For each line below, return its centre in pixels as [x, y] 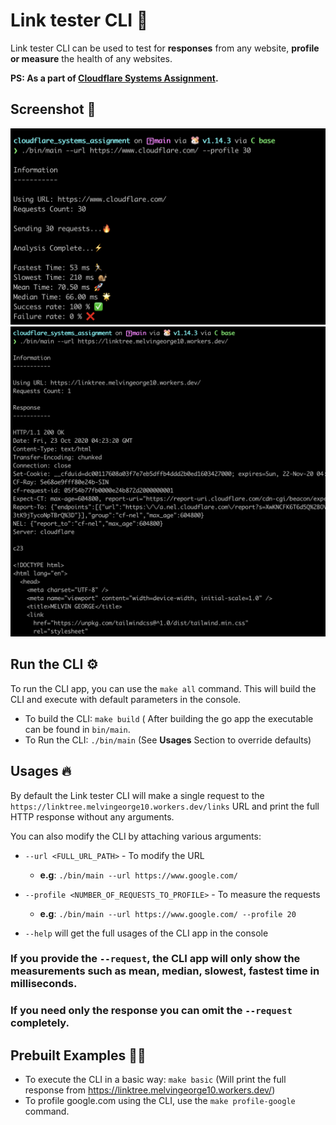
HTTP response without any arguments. [92, 816]
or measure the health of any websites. [91, 58]
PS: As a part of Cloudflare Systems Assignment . [114, 78]
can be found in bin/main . [77, 729]
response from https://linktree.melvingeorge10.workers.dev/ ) [150, 1090]
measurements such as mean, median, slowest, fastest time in [165, 971]
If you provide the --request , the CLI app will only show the [155, 959]
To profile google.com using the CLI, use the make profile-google [160, 1101]
